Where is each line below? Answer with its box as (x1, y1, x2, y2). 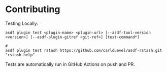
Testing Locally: (5, 20, 39, 26)
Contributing (5, 4, 60, 15)
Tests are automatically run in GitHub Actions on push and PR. (5, 61, 136, 67)
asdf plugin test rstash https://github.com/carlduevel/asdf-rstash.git (5, 48, 162, 53)
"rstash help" (5, 52, 36, 57)
